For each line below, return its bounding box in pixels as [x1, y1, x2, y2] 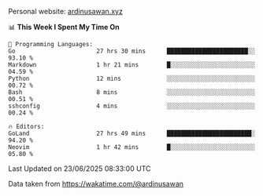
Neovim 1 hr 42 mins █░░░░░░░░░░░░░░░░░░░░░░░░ [8, 143, 256, 151]
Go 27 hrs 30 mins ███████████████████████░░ [8, 47, 256, 55]
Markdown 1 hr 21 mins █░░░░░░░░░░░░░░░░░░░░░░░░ [8, 61, 256, 69]
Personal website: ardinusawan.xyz [8, 7, 124, 16]
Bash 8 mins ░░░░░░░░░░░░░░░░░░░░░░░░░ [8, 89, 256, 96]
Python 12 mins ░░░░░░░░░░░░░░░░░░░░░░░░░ [8, 74, 256, 82]
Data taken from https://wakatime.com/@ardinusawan [8, 180, 183, 188]
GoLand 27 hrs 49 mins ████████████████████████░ [8, 129, 256, 137]
